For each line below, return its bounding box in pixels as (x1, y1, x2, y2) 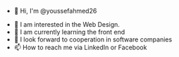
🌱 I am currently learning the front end (13, 28, 125, 36)
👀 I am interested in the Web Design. (13, 20, 120, 28)
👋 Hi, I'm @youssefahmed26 (13, 7, 97, 15)
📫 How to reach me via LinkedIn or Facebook (13, 43, 147, 51)
